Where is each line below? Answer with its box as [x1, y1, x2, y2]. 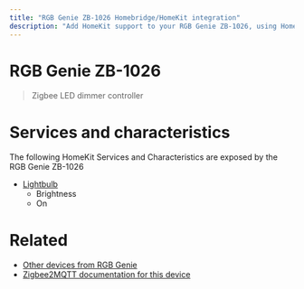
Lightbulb [22, 179, 59, 190]
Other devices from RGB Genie [22, 259, 138, 271]
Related [9, 229, 68, 250]
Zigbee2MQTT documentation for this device [22, 269, 191, 280]
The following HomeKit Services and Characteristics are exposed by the [9, 152, 279, 163]
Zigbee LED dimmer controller [31, 90, 144, 101]
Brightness [35, 189, 77, 200]
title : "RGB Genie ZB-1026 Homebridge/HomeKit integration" [9, 13, 242, 23]
